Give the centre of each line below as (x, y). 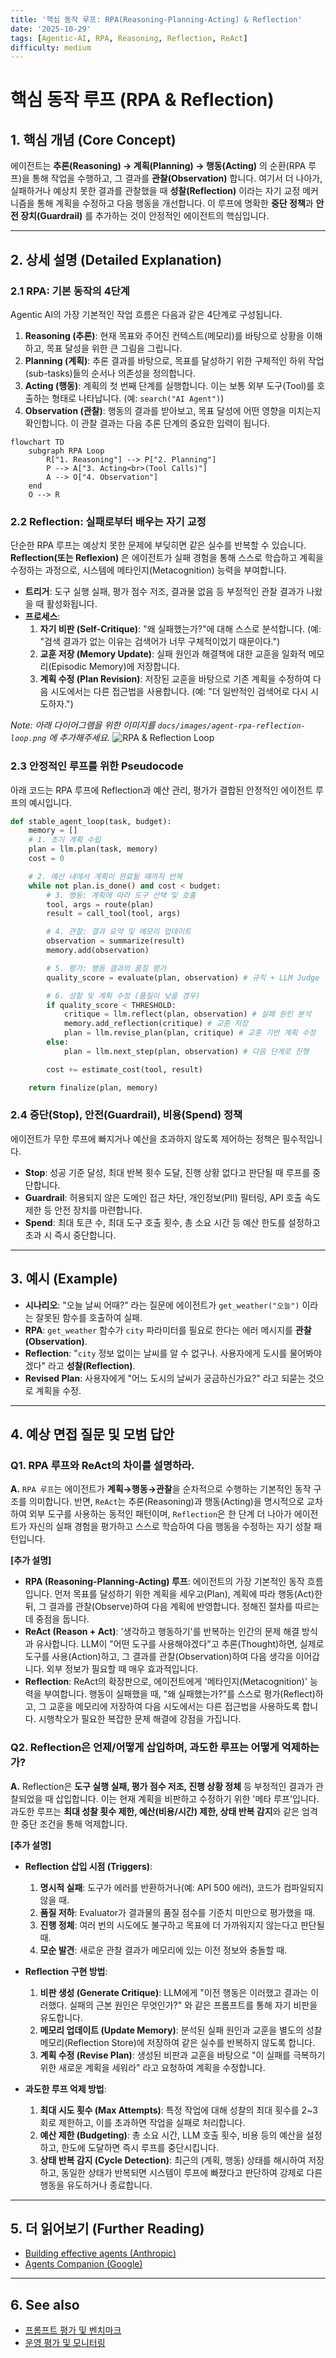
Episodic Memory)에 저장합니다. (115, 667)
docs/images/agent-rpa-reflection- (231, 726)
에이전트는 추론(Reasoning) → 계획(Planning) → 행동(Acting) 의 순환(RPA (158, 166)
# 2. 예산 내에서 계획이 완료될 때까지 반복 (105, 876)
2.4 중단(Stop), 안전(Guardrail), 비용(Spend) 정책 (126, 1115)
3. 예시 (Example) (64, 1279)
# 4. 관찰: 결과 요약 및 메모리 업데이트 (119, 932)
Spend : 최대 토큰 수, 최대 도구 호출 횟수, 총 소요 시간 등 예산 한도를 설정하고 (172, 1222)
